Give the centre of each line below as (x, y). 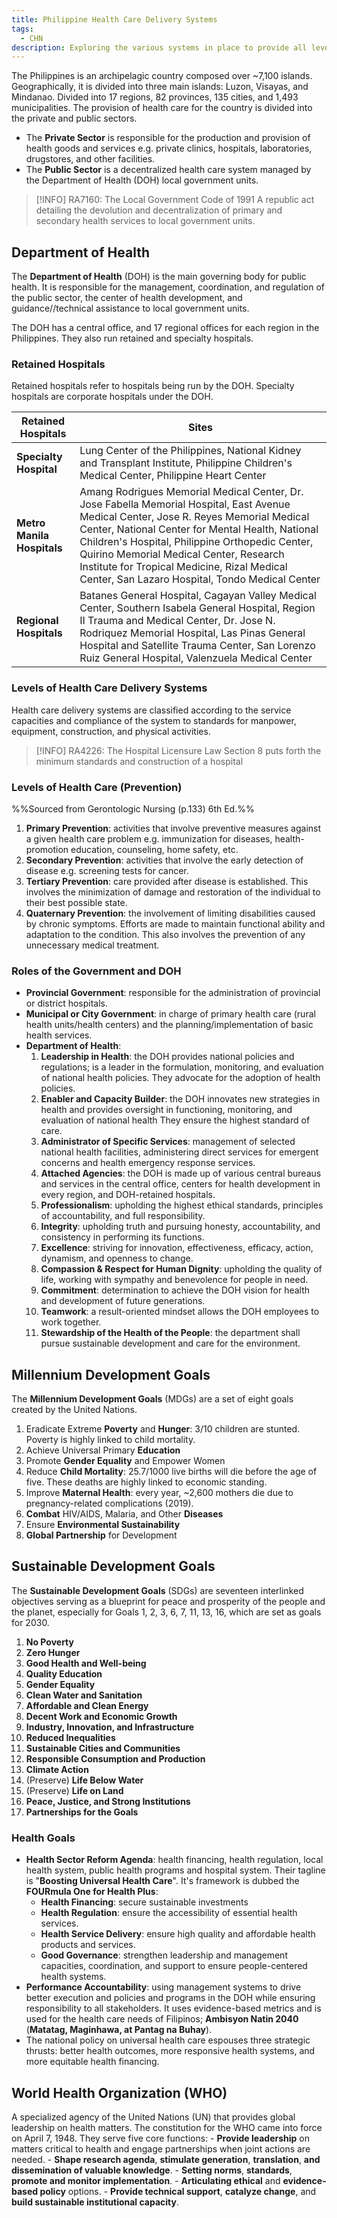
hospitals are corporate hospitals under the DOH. (112, 397)
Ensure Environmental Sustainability (103, 1525)
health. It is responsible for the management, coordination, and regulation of (168, 287)
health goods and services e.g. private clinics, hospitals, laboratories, (169, 148)
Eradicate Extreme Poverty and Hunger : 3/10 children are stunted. (163, 1429)
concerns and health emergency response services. (148, 1163)
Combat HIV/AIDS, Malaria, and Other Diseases (124, 1514)
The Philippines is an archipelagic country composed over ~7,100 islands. (162, 76)
